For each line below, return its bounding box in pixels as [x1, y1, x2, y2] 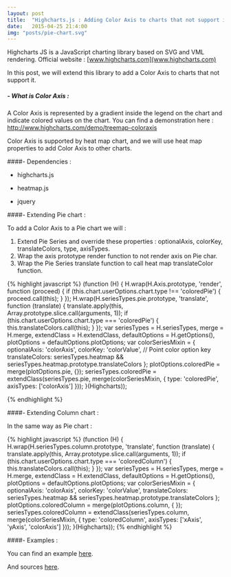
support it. [7, 76, 36, 84]
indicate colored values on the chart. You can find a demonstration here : [7, 116, 214, 124]
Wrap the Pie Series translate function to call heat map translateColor [16, 259, 214, 268]
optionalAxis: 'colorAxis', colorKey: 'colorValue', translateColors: [7, 486, 188, 495]
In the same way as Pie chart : [7, 422, 93, 430]
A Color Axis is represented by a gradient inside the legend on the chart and [7, 109, 222, 117]
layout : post [7, 10, 45, 17]
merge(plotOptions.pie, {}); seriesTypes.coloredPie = [7, 367, 157, 376]
